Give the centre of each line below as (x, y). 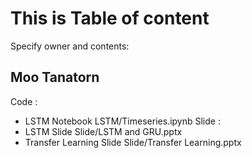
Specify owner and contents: (70, 46)
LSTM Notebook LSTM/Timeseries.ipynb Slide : (122, 121)
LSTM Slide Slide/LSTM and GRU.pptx (103, 131)
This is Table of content (110, 18)
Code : (24, 101)
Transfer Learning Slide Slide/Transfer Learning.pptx (133, 142)
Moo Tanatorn (55, 77)
